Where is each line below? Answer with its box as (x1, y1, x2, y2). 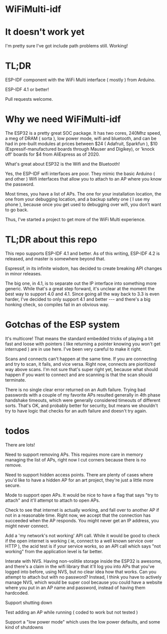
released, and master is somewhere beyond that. (5, 255, 106, 261)
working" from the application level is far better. (5, 548, 103, 554)
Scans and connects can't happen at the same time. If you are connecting (5, 356, 157, 362)
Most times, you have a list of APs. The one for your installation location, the (5, 191, 162, 197)
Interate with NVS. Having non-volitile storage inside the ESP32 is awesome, (5, 558, 162, 564)
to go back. (5, 207, 28, 212)
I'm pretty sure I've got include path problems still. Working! (5, 43, 128, 49)
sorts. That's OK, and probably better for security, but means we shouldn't (5, 403, 158, 409)
